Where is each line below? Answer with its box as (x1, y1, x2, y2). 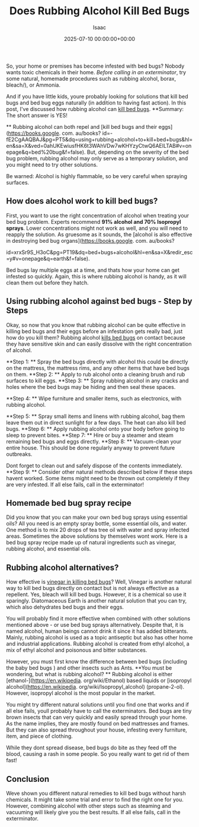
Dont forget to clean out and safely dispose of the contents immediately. (6, 462, 182, 469)
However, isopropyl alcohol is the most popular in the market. (6, 690, 156, 697)
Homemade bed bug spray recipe (6, 498, 131, 508)
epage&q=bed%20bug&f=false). (6, 148, 86, 156)
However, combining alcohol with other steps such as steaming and (6, 803, 171, 809)
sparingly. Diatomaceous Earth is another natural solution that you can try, (6, 597, 187, 604)
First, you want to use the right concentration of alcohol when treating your (6, 212, 190, 219)
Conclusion (6, 774, 50, 784)
